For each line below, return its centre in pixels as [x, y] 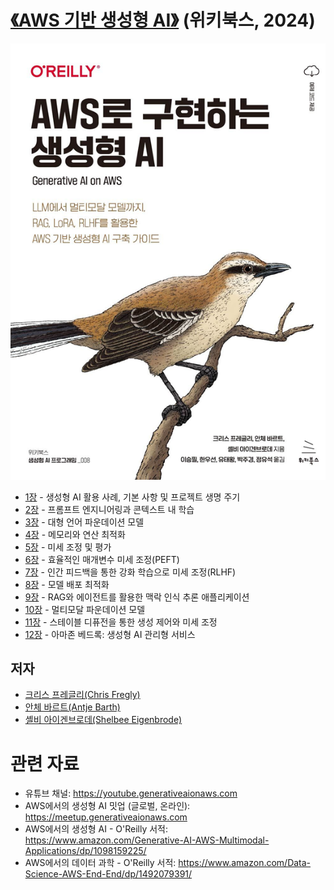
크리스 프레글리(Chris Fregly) [82, 695]
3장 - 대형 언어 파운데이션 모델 [84, 522]
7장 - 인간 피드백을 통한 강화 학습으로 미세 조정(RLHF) [130, 572]
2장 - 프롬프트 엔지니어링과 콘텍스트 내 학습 [109, 509]
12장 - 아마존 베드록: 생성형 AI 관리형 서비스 [110, 634]
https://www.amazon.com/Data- [245, 863]
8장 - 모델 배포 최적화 [67, 584]
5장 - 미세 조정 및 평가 [68, 547]
